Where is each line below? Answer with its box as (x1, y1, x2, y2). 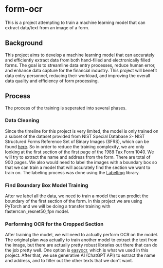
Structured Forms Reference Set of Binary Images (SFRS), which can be (5, 138, 149, 144)
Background (5, 39, 43, 47)
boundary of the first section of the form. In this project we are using (5, 198, 143, 204)
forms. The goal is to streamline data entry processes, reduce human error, (5, 62, 156, 68)
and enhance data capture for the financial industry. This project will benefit (5, 67, 157, 73)
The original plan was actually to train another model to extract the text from (5, 237, 158, 243)
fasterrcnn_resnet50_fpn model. (5, 208, 70, 214)
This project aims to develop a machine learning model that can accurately (5, 52, 155, 58)
